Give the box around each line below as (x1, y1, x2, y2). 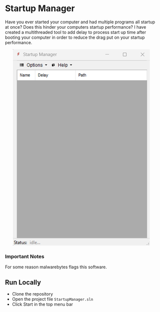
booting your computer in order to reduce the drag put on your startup (5, 34, 145, 40)
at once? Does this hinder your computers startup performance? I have (5, 24, 146, 30)
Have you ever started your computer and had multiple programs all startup (5, 19, 156, 25)
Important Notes (5, 253, 44, 260)
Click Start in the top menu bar (12, 301, 73, 307)
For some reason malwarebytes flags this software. (5, 264, 107, 270)
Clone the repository (12, 291, 53, 297)
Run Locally (5, 278, 41, 286)
